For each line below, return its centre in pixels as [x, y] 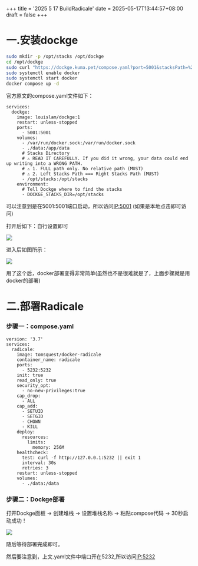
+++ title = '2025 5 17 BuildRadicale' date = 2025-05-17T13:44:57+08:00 [95, 9]
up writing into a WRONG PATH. [44, 164]
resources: [35, 437]
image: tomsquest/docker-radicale [59, 355]
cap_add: [27, 406]
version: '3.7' [25, 339]
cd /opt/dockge [25, 62]
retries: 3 [35, 468]
